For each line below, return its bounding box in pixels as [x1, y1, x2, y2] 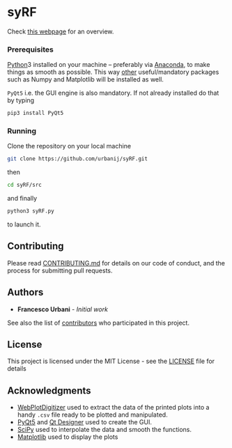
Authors [7, 286, 44, 298]
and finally [7, 194, 38, 203]
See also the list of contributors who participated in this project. [7, 318, 190, 327]
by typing [7, 96, 35, 105]
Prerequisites [7, 45, 54, 54]
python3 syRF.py [7, 208, 54, 215]
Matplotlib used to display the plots [17, 433, 118, 441]
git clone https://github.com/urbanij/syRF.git [7, 155, 148, 162]
